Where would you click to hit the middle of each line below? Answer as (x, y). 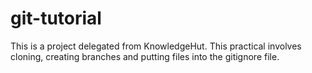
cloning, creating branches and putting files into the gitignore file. (145, 56)
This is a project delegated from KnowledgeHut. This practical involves (156, 46)
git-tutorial (56, 18)
